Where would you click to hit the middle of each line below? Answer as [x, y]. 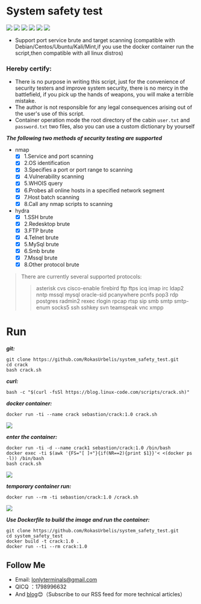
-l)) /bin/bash [25, 459]
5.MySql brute [41, 244]
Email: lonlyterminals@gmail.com [56, 579]
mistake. [25, 101]
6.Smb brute [39, 251]
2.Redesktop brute [47, 223]
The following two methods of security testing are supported [84, 138]
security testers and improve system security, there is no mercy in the [101, 88]
